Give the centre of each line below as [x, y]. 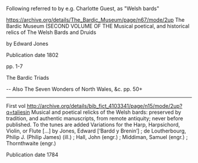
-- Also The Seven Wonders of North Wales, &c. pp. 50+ [75, 89]
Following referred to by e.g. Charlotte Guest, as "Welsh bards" [83, 9]
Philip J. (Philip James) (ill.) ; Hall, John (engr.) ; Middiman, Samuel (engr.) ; [97, 137]
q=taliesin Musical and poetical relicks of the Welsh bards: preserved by [94, 112]
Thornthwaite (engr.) [31, 143]
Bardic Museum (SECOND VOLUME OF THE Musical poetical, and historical [98, 26]
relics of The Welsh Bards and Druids [51, 32]
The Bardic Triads [28, 78]
